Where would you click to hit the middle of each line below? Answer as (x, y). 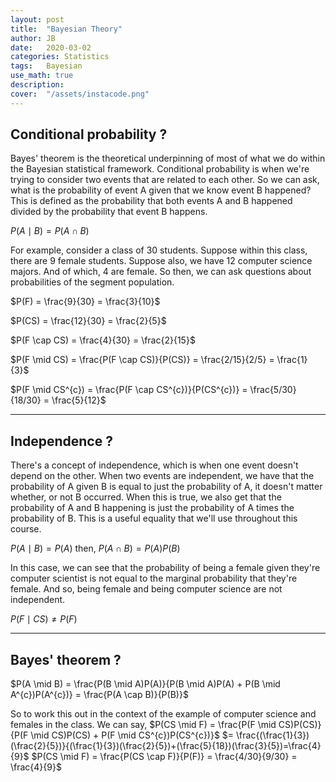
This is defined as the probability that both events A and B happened (151, 201)
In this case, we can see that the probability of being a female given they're (165, 568)
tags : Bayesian (46, 66)
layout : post (37, 19)
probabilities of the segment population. (92, 282)
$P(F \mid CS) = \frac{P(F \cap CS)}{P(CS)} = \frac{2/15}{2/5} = (142, 360)
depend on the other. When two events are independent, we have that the (162, 476)
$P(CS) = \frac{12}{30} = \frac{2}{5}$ (88, 321)
